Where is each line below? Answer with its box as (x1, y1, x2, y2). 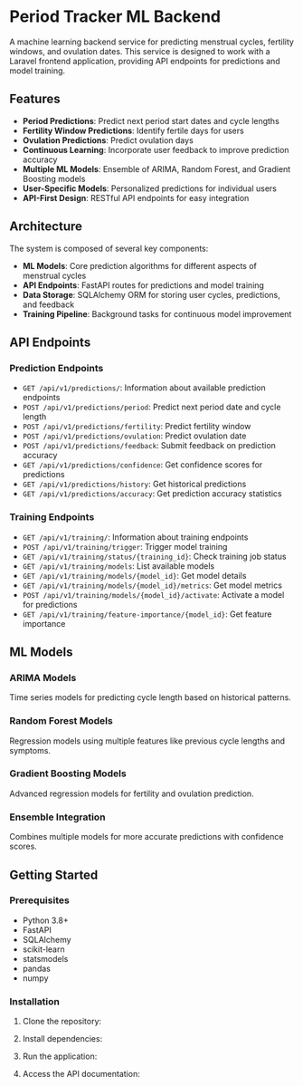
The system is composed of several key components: (9, 243, 209, 254)
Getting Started (9, 867, 99, 882)
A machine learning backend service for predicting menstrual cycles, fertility (9, 36, 294, 47)
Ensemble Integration (9, 811, 106, 823)
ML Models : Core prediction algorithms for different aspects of (22, 260, 258, 271)
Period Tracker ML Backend (9, 6, 222, 27)
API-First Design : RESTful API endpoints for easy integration (22, 192, 250, 203)
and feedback (22, 299, 75, 310)
